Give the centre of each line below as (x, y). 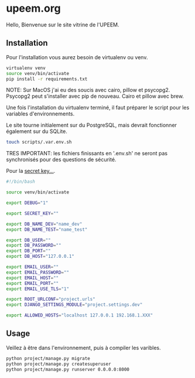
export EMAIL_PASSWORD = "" (37, 272)
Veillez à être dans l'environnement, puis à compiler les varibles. (83, 348)
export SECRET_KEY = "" (32, 213)
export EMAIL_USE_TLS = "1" (37, 289)
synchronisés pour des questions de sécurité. (61, 159)
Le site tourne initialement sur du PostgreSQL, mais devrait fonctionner (92, 125)
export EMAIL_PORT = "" (32, 283)
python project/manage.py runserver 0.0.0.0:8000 (68, 369)
